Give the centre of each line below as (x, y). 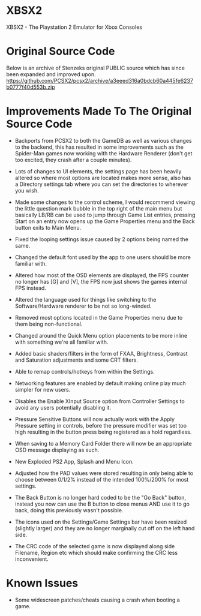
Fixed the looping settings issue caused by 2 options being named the (102, 239)
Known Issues (42, 583)
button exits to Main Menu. (48, 227)
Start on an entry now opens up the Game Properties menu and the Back (105, 221)
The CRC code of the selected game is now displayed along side (95, 546)
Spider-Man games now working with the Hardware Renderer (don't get (103, 153)
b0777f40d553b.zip (31, 87)
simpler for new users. (43, 389)
